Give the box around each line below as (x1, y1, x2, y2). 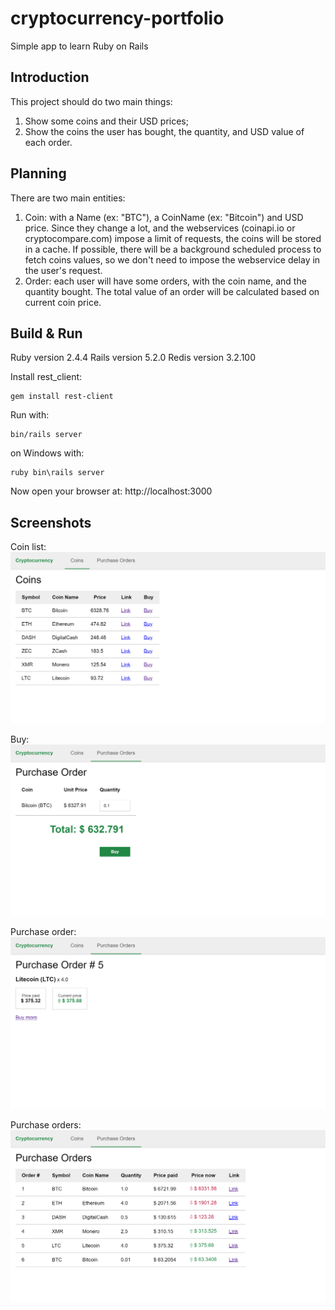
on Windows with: (10, 447, 85, 459)
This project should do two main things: (10, 95, 173, 107)
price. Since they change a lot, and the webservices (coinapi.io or (24, 222, 296, 234)
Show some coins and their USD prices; (24, 115, 189, 127)
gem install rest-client (10, 392, 114, 402)
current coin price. (24, 296, 102, 308)
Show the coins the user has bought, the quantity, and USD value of (24, 125, 305, 137)
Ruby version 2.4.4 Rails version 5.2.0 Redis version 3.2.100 (10, 352, 256, 364)
